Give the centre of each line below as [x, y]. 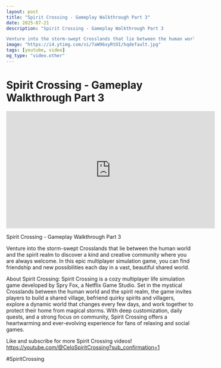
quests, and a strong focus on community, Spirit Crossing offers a [87, 317]
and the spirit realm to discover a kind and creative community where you [97, 254]
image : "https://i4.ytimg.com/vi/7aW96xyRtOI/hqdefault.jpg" [84, 45]
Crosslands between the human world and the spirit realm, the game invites [99, 291]
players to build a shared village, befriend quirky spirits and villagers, [91, 298]
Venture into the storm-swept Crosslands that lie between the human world [99, 248]
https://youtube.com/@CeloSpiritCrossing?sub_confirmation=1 [83, 347]
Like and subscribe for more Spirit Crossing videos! [69, 341]
